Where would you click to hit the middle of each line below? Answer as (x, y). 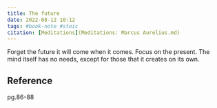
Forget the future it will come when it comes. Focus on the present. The (108, 52)
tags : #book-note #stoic (43, 26)
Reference (30, 80)
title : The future (33, 13)
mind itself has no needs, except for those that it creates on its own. (103, 59)
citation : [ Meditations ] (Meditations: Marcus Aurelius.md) (94, 32)
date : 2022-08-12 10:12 (41, 20)
